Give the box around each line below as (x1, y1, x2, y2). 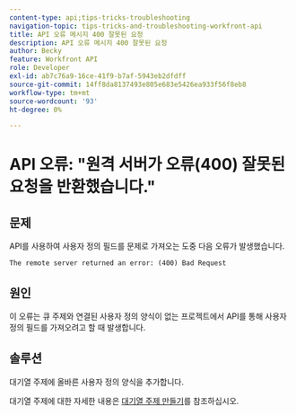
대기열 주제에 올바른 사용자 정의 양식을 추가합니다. (9, 376, 185, 387)
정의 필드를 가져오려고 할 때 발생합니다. (9, 322, 146, 333)
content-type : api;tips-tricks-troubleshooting (9, 13, 191, 22)
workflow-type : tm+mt (9, 88, 91, 97)
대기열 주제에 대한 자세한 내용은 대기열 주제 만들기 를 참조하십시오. (9, 395, 239, 406)
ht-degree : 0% (9, 105, 63, 114)
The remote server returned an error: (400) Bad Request (9, 259, 227, 268)
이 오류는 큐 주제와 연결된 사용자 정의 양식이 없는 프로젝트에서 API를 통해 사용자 (9, 311, 287, 322)
